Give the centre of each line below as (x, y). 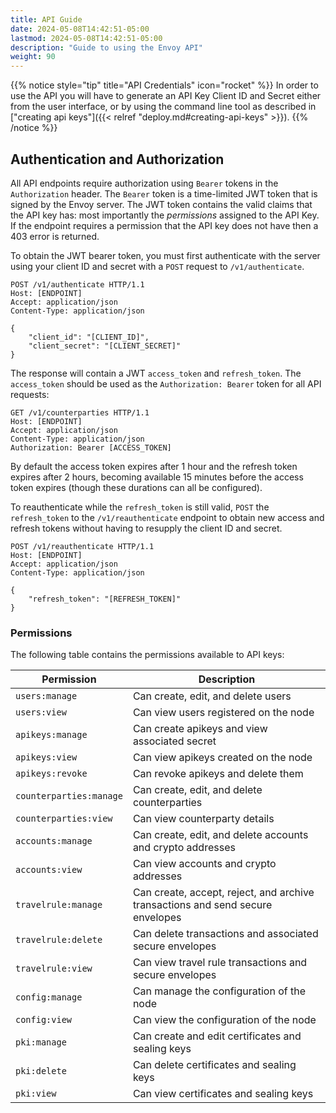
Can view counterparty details (203, 819)
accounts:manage (54, 841)
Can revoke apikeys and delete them (218, 774)
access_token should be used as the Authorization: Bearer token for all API (166, 383)
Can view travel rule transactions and (220, 963)
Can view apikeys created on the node (222, 758)
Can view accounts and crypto (204, 864)
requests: (30, 394)
